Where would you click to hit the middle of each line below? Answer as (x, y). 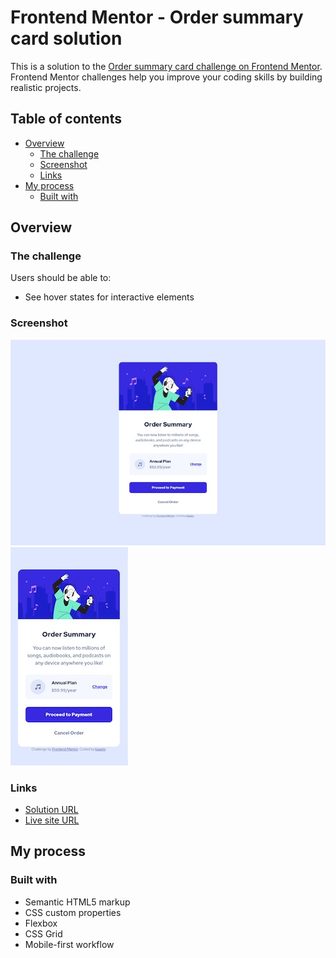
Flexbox (41, 923)
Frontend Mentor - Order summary (157, 17)
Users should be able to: (61, 278)
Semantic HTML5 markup (77, 902)
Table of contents (66, 119)
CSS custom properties (73, 912)
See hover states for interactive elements (109, 297)
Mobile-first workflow (69, 944)
